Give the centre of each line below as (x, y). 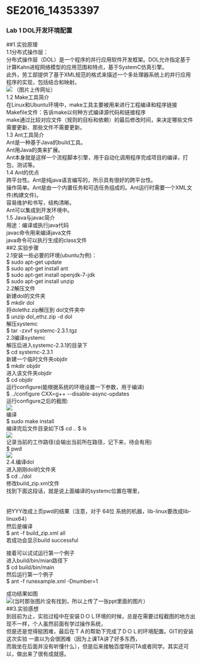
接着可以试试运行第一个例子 (40, 553)
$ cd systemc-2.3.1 (29, 352)
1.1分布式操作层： (28, 52)
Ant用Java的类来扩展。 (35, 150)
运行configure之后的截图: (37, 401)
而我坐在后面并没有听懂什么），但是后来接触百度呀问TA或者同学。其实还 (95, 646)
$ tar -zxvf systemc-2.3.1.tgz (42, 331)
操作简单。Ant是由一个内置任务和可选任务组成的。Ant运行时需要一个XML (97, 188)
